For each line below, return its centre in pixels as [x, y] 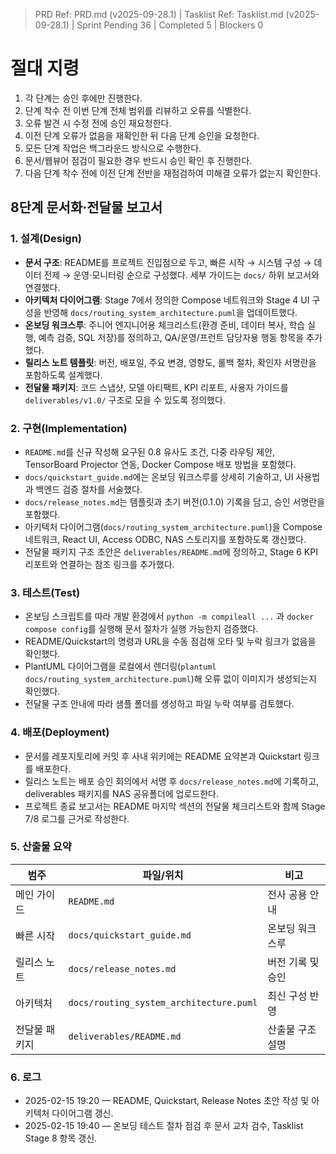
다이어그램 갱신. [82, 1113]
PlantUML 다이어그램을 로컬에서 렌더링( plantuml [120, 666]
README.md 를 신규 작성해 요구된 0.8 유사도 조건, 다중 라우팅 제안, [150, 451]
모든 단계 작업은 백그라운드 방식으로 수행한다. [113, 148]
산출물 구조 [292, 1029]
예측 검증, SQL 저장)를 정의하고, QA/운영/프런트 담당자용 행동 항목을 [171, 337]
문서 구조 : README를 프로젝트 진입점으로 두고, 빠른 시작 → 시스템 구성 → [168, 262]
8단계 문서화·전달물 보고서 [86, 207]
